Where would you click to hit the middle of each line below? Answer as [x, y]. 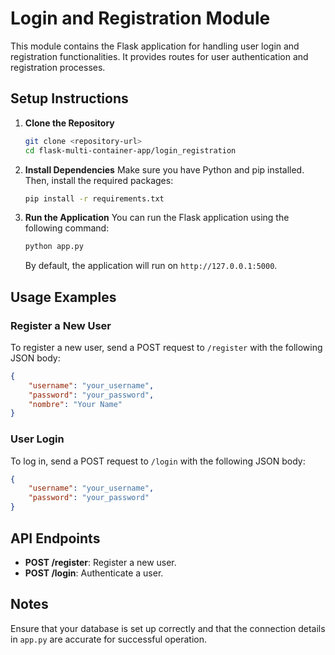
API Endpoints [55, 538]
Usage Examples [63, 297]
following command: [67, 228]
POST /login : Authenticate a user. [94, 573]
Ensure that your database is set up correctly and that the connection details [168, 628]
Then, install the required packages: [99, 180]
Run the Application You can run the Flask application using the [157, 218]
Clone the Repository [69, 123]
